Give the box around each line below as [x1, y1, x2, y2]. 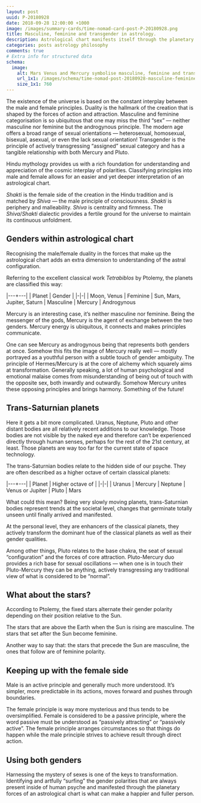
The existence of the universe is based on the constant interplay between [6, 98, 188, 105]
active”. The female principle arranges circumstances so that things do [6, 725, 181, 732]
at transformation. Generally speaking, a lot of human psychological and [6, 366, 184, 374]
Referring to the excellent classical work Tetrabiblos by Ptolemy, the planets [6, 274, 193, 281]
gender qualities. [6, 535, 48, 543]
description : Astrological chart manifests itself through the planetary [6, 37, 194, 43]
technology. [6, 450, 36, 458]
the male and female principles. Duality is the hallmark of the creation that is [6, 104, 194, 111]
